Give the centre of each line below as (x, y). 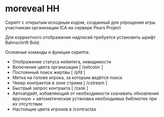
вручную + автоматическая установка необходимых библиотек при (84, 98)
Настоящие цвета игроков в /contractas (54, 109)
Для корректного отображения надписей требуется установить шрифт (81, 37)
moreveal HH (32, 9)
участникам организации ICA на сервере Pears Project (63, 27)
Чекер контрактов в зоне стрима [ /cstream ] (60, 83)
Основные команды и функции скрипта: (48, 52)
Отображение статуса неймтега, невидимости (62, 61)
